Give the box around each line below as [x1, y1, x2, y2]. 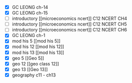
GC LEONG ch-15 [12, 10, 48, 16]
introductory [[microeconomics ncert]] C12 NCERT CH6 [12, 27, 127, 33]
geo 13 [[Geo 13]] [12, 66, 48, 72]
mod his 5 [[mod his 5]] [12, 38, 61, 44]
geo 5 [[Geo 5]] [12, 55, 44, 61]
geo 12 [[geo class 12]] [12, 60, 59, 66]
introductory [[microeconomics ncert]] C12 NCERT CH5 [12, 21, 127, 27]
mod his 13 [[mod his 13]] [12, 49, 65, 55]
